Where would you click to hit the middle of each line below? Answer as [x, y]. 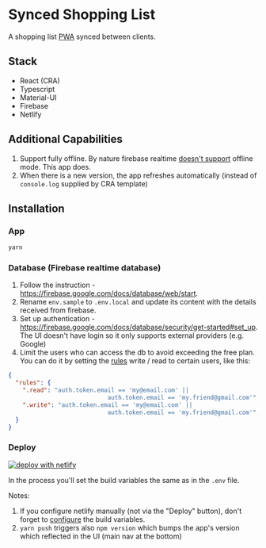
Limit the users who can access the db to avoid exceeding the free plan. [137, 353]
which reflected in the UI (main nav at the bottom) [101, 536]
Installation [36, 208]
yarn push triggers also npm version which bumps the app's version [129, 527]
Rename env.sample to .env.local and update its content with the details [138, 302]
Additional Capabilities [65, 139]
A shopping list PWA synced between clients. [82, 36]
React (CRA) [40, 80]
